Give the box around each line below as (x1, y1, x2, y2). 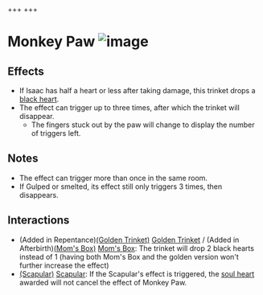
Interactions (7, 214, 70, 227)
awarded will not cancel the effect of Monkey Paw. (18, 277, 187, 287)
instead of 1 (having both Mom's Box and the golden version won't (18, 252, 239, 261)
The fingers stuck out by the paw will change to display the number (31, 120, 255, 129)
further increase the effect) (18, 260, 109, 270)
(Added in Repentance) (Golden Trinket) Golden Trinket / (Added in (18, 235, 240, 244)
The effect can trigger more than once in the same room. (18, 173, 208, 182)
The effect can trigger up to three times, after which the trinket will (18, 103, 240, 113)
